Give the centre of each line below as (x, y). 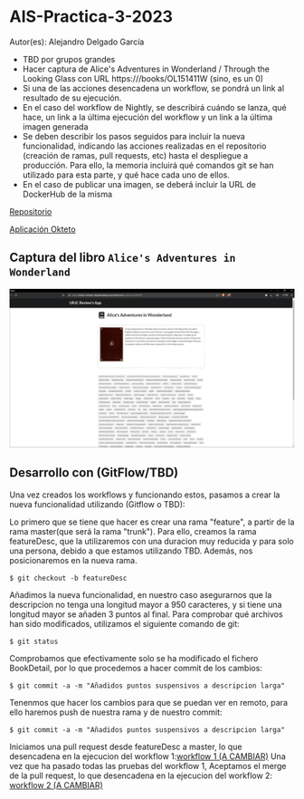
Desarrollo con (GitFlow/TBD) (94, 473)
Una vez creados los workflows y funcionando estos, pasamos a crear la (145, 495)
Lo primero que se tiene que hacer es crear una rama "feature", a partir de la (152, 522)
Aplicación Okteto (43, 229)
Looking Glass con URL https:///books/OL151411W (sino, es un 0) (143, 78)
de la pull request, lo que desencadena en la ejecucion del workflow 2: (141, 775)
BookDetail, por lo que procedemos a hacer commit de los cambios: (136, 668)
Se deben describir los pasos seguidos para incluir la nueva (134, 136)
